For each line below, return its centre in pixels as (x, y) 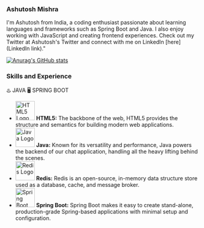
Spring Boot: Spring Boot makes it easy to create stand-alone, (115, 205)
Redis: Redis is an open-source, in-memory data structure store (117, 178)
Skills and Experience (39, 77)
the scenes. (30, 158)
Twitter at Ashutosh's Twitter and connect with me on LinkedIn (85, 42)
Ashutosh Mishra (32, 9)
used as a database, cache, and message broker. (77, 184)
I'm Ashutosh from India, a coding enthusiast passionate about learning (96, 23)
